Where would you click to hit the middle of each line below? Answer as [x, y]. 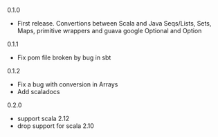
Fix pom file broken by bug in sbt [64, 57]
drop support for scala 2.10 [56, 126]
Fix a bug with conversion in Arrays [67, 84]
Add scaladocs [38, 92]
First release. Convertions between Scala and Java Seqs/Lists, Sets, [114, 23]
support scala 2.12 [43, 118]
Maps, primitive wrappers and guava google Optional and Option [109, 31]
